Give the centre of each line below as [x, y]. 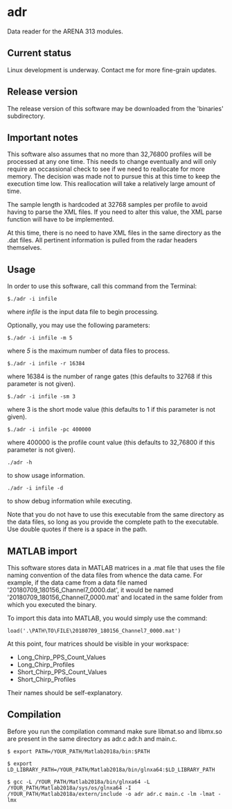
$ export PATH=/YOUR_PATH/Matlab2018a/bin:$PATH [79, 751]
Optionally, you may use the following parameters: [79, 325]
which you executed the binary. [52, 604]
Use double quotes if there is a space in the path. [77, 529]
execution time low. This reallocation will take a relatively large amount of [111, 184]
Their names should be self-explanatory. [65, 693]
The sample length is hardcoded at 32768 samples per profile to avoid [107, 205]
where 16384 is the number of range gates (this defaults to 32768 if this [110, 376]
